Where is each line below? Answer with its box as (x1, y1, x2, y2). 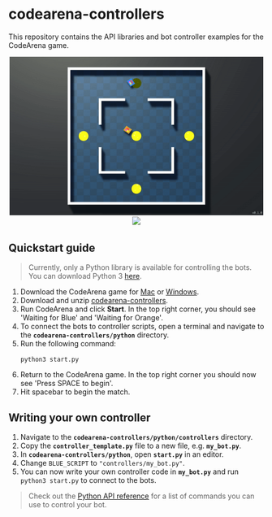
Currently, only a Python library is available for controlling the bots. (28, 263, 253, 272)
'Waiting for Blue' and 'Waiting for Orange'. (19, 313, 164, 323)
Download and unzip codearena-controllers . (19, 296, 169, 306)
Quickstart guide (8, 241, 96, 254)
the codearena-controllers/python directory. (19, 330, 169, 340)
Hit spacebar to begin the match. (19, 387, 131, 397)
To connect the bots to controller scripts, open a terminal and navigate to (19, 322, 265, 332)
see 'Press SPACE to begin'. (19, 379, 114, 389)
